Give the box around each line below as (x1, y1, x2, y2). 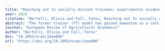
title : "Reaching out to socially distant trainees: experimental (5, 7, 144, 12)
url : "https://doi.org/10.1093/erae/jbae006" (5, 39, 100, 44)
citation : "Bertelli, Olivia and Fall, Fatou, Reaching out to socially (5, 16, 157, 21)
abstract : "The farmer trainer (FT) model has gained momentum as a (5, 20, 148, 26)
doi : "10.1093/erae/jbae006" (5, 34, 65, 39)
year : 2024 (5, 12, 27, 17)
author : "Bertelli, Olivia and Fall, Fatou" (5, 30, 98, 34)
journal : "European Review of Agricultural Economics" (5, 25, 120, 30)
